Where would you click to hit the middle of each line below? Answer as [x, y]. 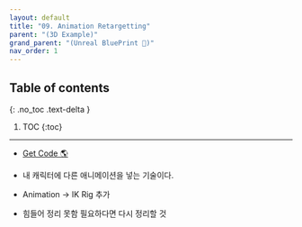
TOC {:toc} [42, 126]
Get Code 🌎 [45, 153]
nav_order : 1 [34, 51]
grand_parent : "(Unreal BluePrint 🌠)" [82, 43]
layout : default [40, 18]
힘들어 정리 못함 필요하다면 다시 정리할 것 [94, 213]
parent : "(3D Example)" [54, 34]
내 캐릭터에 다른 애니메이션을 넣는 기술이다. [98, 175]
